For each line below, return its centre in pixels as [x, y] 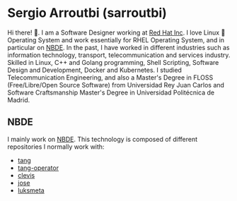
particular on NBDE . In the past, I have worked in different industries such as [118, 47]
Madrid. [19, 99]
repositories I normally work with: [56, 147]
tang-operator [38, 168]
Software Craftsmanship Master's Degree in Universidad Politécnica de [111, 92]
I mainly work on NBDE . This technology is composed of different [103, 139]
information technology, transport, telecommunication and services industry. [119, 55]
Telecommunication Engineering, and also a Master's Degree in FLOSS [110, 77]
